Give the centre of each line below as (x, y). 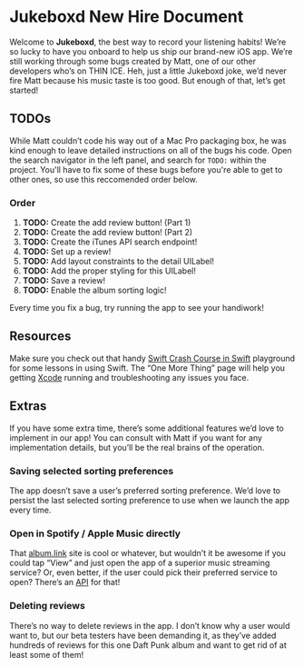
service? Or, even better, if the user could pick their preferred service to (144, 572)
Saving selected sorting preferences (92, 471)
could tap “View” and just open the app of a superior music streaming (140, 563)
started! (24, 90)
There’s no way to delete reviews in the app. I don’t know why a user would (150, 625)
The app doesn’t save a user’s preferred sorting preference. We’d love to (145, 490)
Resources (40, 337)
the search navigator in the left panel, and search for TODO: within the (138, 160)
